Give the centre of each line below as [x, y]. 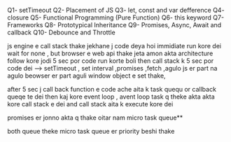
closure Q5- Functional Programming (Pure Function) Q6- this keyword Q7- [116, 17]
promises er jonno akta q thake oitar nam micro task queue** [95, 118]
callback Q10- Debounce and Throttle [61, 32]
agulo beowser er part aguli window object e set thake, [86, 76]
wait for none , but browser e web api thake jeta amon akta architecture [110, 53]
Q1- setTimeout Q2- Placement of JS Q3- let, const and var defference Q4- [116, 10]
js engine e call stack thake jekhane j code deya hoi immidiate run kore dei [114, 46]
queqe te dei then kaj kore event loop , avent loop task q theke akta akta [111, 97]
